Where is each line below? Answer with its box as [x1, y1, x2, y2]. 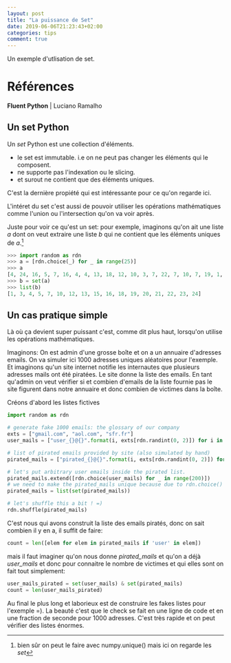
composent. [16, 160, 52, 169]
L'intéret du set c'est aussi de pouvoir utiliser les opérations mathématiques [7, 201, 221, 210]
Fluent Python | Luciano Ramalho [7, 101, 102, 110]
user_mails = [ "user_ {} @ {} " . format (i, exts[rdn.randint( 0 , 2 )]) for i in [7, 437, 223, 444]
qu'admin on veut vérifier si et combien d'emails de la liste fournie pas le [7, 377, 213, 386]
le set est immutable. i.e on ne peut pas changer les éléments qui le [16, 153, 208, 161]
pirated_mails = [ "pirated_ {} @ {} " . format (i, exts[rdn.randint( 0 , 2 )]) [7, 456, 214, 463]
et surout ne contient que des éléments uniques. [16, 175, 155, 184]
